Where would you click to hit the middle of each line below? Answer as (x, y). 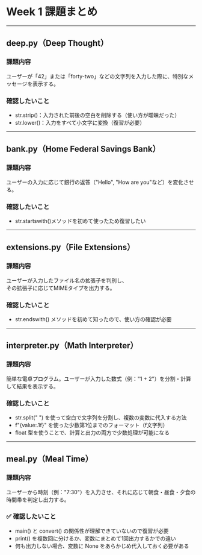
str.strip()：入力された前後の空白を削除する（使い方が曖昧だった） (97, 115)
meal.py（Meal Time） (50, 459)
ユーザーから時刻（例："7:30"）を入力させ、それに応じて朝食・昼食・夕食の (101, 492)
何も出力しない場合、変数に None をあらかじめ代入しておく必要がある (102, 546)
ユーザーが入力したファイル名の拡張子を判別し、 (67, 280)
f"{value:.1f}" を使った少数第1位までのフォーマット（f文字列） (91, 425)
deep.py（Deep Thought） (57, 43)
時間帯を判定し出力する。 (38, 500)
